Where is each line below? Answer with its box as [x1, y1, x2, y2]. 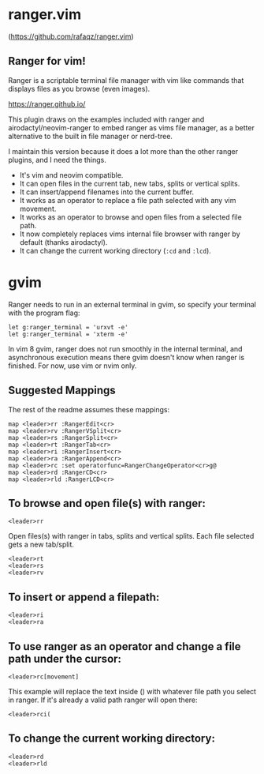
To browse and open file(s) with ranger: [8, 496, 206, 510]
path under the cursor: [8, 652, 122, 665]
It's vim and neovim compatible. [19, 170, 124, 179]
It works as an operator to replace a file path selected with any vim [19, 195, 236, 205]
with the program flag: [8, 308, 80, 317]
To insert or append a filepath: [8, 590, 160, 603]
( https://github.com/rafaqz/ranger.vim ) [8, 32, 134, 41]
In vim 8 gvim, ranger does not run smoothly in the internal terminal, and [8, 344, 243, 353]
